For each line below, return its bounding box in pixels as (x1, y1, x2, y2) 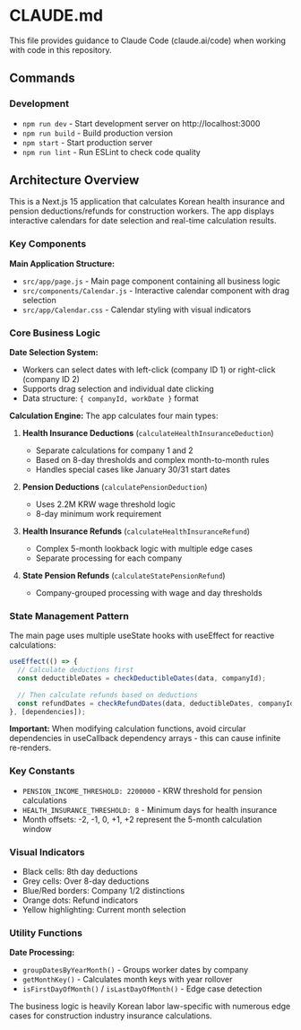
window (21, 823, 52, 834)
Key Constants (9, 764, 75, 777)
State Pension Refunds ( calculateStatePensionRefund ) (21, 571, 226, 581)
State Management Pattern (9, 609, 130, 622)
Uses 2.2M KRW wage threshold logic (35, 499, 176, 510)
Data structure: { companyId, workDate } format (21, 393, 199, 404)
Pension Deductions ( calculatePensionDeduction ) (21, 482, 208, 493)
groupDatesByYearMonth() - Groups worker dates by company (21, 965, 249, 975)
